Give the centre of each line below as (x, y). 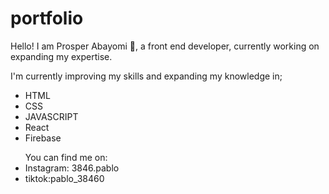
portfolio (47, 18)
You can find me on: (66, 157)
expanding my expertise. (61, 56)
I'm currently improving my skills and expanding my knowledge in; (146, 76)
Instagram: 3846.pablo (72, 168)
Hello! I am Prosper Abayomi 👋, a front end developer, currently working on (165, 46)
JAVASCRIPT (51, 116)
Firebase (43, 138)
